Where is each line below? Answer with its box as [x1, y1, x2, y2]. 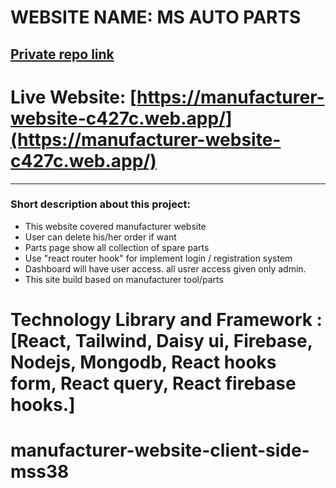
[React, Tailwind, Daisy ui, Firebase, [10, 330, 313, 352]
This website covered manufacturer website [24, 220, 207, 232]
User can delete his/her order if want [24, 231, 177, 243]
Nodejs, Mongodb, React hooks [10, 351, 277, 373]
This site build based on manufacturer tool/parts [24, 273, 224, 285]
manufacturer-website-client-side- [10, 439, 310, 462]
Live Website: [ [10, 86, 137, 108]
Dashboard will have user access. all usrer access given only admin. [24, 262, 307, 275]
